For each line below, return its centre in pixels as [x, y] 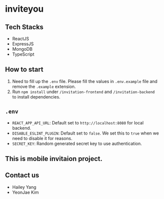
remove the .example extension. [44, 86]
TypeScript [23, 54]
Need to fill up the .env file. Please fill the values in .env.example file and [85, 81]
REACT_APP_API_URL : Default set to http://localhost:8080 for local [78, 122]
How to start [24, 70]
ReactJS [20, 39]
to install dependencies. [36, 97]
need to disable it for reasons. [42, 138]
